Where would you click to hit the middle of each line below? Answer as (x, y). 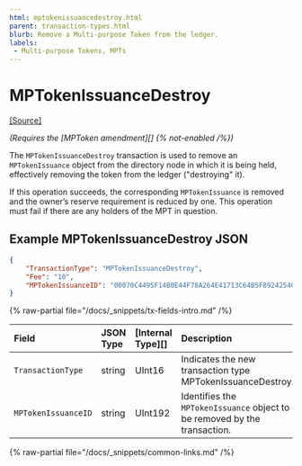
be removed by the (221, 419)
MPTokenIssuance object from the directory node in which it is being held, (143, 165)
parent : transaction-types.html (70, 26)
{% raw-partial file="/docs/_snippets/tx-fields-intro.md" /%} (121, 310)
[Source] (26, 121)
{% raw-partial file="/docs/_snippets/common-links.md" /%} (122, 453)
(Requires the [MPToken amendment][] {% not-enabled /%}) (121, 138)
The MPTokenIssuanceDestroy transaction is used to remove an (124, 156)
